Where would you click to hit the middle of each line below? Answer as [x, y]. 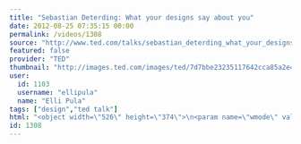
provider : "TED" [39, 59]
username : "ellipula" [58, 92]
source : [24, 42]
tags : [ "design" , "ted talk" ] [64, 109]
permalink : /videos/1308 [56, 34]
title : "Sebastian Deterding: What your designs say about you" [132, 17]
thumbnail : [30, 68]
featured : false [39, 51]
